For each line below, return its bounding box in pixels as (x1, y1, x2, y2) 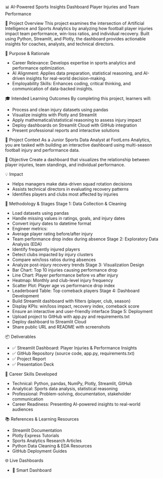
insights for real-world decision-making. (26, 75, 107, 81)
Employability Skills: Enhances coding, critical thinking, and (12, 81, 131, 86)
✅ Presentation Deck (12, 362, 54, 367)
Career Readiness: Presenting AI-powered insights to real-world (12, 401, 141, 407)
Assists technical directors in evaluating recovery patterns (12, 186, 129, 192)
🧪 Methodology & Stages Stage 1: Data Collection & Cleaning (5, 201, 127, 206)
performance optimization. (12, 65, 66, 71)
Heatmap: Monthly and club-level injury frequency (12, 277, 113, 283)
